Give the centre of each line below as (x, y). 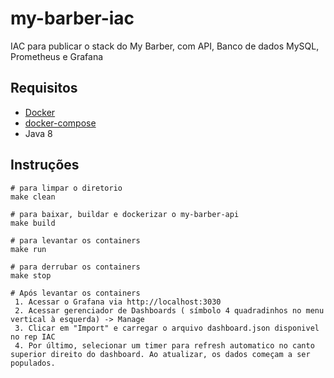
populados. (33, 363)
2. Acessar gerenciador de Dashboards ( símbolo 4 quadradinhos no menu (169, 310)
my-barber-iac (72, 18)
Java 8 (38, 133)
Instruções (45, 165)
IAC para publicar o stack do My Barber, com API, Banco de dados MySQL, (165, 46)
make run (28, 249)
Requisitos (44, 88)
